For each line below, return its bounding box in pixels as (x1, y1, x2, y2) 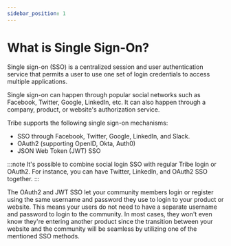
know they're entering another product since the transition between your (7, 217, 213, 225)
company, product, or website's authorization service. (7, 105, 160, 114)
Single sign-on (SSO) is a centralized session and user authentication (7, 63, 203, 71)
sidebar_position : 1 (7, 10, 67, 17)
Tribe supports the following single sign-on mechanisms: (7, 119, 168, 127)
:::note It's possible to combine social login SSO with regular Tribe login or (7, 160, 217, 168)
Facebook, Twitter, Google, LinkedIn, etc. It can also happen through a (7, 98, 206, 106)
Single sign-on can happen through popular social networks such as (7, 90, 201, 99)
